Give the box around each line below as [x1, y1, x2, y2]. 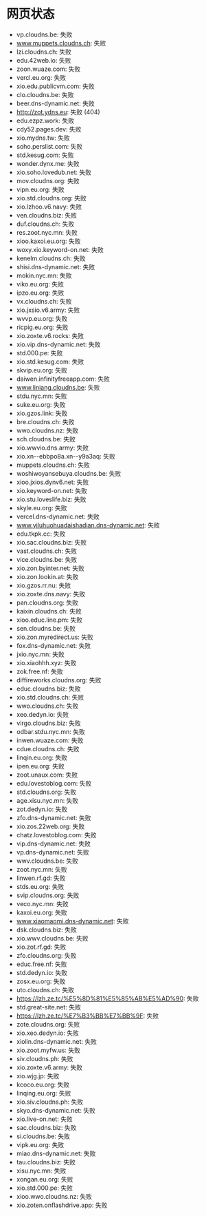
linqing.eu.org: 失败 [16, 1089, 71, 1097]
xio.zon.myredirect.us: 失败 [16, 633, 94, 641]
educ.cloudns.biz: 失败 [16, 684, 81, 693]
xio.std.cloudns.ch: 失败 [16, 693, 84, 701]
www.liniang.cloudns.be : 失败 [16, 383, 100, 391]
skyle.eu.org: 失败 [16, 503, 67, 512]
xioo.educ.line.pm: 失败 [16, 616, 83, 624]
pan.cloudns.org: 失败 [16, 598, 78, 607]
